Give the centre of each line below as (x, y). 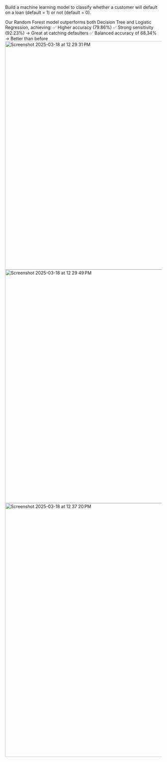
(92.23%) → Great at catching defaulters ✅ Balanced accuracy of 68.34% (81, 33)
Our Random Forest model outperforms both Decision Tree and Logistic (78, 22)
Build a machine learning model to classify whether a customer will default (81, 7)
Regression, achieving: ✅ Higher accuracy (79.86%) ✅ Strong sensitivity (79, 27)
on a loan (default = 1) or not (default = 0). (48, 12)
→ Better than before (27, 39)
